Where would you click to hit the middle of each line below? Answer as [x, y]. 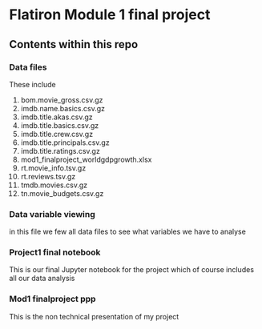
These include [33, 84]
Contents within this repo [74, 44]
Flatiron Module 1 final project [110, 15]
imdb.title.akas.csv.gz [56, 117]
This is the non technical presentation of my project [94, 316]
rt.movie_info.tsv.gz [53, 168]
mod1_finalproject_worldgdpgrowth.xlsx [86, 159]
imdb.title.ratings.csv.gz [60, 150]
